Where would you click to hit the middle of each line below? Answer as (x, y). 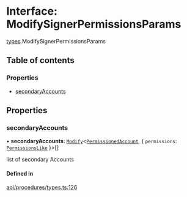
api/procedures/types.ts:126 (42, 187)
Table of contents (40, 60)
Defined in (20, 173)
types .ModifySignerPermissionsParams (56, 41)
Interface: (32, 11)
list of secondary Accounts (40, 160)
